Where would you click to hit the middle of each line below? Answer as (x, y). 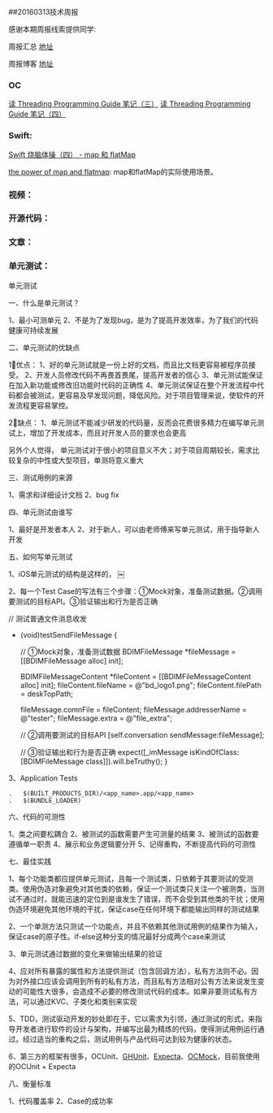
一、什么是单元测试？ (44, 302)
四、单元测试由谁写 (41, 512)
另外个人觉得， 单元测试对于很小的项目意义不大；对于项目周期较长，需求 (130, 450)
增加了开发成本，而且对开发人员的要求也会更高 (108, 432)
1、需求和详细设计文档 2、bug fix (64, 495)
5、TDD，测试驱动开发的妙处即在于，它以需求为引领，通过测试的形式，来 (132, 1019)
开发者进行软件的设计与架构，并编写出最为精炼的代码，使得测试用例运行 (136, 1029)
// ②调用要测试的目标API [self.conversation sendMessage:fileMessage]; (142, 734)
